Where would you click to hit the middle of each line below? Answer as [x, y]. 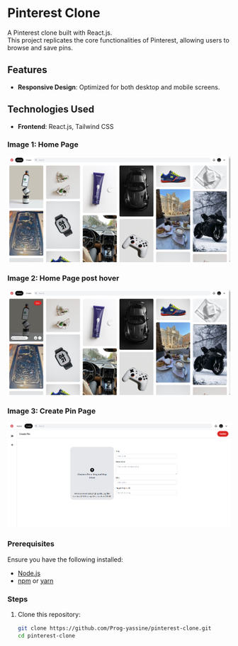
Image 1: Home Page [43, 144]
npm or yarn [35, 580]
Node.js [29, 573]
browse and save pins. [40, 47]
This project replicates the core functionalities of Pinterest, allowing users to [119, 40]
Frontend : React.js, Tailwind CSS [66, 126]
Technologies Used [51, 109]
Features [27, 70]
